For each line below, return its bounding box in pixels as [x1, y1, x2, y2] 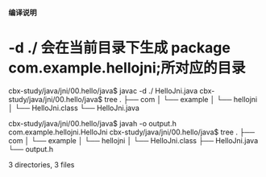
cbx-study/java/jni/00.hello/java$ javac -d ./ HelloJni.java [8, 85, 198, 96]
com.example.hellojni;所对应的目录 [8, 59, 246, 76]
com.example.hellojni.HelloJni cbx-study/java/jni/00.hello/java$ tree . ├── [8, 127, 256, 137]
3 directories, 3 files [8, 159, 75, 169]
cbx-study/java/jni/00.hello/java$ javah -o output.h [8, 118, 177, 128]
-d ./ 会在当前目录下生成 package [8, 39, 231, 56]
